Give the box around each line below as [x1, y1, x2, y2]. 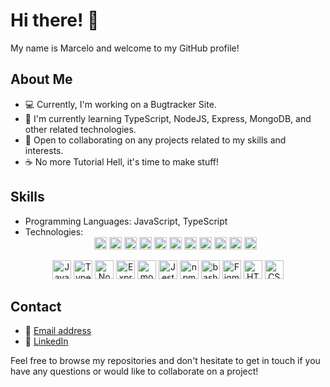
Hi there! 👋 [10, 9, 100, 32]
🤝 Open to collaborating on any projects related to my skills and [24, 134, 287, 146]
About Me [10, 71, 73, 88]
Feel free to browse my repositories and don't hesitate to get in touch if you [10, 355, 321, 367]
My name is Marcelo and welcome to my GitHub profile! [10, 42, 240, 54]
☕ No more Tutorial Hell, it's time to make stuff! [24, 155, 220, 168]
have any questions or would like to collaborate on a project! [10, 365, 259, 378]
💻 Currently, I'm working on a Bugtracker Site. [24, 98, 217, 110]
